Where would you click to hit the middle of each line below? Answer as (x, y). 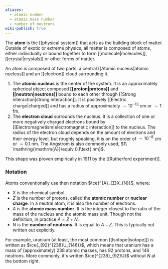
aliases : (14, 10)
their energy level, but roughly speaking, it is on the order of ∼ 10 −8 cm (87, 138)
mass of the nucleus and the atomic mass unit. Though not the (77, 214)
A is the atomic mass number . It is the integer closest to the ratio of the (87, 208)
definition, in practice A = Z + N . (46, 219)
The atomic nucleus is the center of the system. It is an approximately (85, 84)
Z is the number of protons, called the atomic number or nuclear (79, 198)
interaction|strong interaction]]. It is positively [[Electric (69, 100)
